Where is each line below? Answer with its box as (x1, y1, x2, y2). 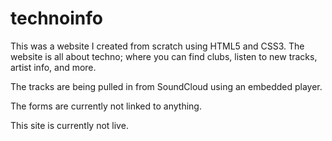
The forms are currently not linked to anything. (10, 100, 202, 112)
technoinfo (10, 7, 103, 30)
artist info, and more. (10, 61, 97, 73)
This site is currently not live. (10, 119, 129, 131)
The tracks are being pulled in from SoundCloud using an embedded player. (10, 80, 323, 92)
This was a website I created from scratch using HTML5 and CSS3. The (10, 40, 305, 52)
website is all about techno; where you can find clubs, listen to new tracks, (10, 50, 318, 62)
